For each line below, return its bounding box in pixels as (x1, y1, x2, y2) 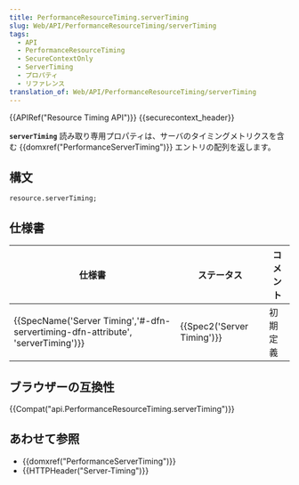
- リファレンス (17, 79, 65, 88)
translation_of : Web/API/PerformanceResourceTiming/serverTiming (9, 87, 256, 96)
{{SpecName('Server (13, 315, 101, 327)
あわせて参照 (9, 432, 80, 447)
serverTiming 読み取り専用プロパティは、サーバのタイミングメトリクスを (9, 130, 278, 141)
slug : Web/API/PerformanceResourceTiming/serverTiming (9, 21, 217, 30)
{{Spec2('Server (180, 320, 249, 333)
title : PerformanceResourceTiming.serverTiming (9, 12, 190, 22)
